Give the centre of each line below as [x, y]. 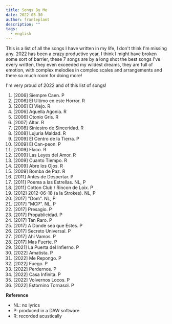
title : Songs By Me [27, 10]
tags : [12, 29]
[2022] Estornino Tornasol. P [44, 285]
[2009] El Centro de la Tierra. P [46, 139]
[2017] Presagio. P [33, 209]
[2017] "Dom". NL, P [34, 198]
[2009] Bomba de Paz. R [39, 171]
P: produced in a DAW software [46, 310]
